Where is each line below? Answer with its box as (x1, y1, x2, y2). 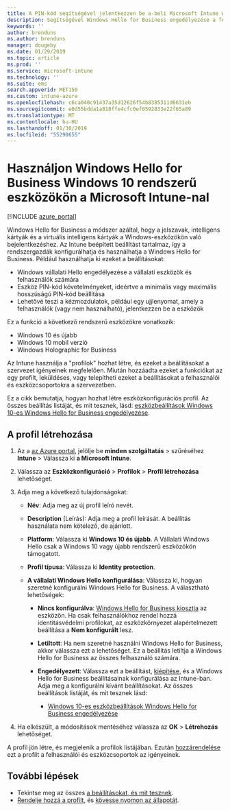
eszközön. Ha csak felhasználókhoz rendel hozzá (37, 612, 177, 619)
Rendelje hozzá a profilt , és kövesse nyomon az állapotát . (16, 796, 179, 804)
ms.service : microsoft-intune (7, 67, 94, 74)
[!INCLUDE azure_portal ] (7, 213, 77, 221)
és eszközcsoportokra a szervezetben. (7, 381, 116, 389)
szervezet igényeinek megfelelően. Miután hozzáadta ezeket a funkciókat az (7, 366, 223, 374)
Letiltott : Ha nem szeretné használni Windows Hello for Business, (37, 639, 223, 647)
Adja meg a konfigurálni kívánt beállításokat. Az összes (37, 681, 193, 690)
